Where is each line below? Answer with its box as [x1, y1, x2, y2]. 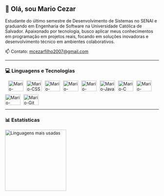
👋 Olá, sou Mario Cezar [5, 5, 76, 13]
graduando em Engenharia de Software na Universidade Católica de [5, 23, 142, 29]
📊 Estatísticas [5, 117, 40, 124]
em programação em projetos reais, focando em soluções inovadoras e [5, 33, 149, 39]
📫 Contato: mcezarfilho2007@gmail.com [5, 48, 89, 54]
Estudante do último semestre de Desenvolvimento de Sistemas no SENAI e [5, 18, 157, 23]
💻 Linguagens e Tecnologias [5, 67, 75, 74]
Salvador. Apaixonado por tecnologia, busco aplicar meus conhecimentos [5, 28, 154, 34]
